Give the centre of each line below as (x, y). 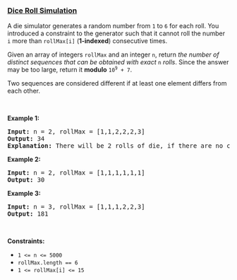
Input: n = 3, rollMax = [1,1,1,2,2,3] (76, 207)
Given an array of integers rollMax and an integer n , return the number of (114, 54)
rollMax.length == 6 (48, 263)
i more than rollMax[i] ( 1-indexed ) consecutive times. (87, 41)
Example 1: (24, 118)
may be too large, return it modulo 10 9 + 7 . (70, 70)
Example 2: (24, 159)
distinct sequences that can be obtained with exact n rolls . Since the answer (118, 62)
